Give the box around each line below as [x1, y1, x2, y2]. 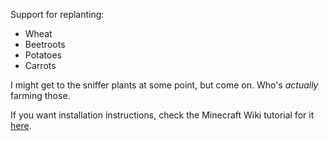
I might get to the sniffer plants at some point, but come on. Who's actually [10, 79, 319, 91]
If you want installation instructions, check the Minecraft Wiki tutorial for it [10, 109, 315, 121]
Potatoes [24, 49, 62, 61]
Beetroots [24, 39, 66, 50]
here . [10, 120, 32, 131]
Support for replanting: [10, 9, 105, 20]
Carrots [24, 60, 57, 71]
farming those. [10, 90, 71, 101]
